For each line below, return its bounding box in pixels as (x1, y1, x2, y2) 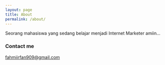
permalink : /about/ (5, 16, 46, 21)
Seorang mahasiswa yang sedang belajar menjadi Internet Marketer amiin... (5, 30, 161, 36)
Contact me (5, 43, 34, 50)
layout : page (5, 7, 32, 12)
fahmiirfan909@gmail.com (5, 54, 60, 60)
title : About (5, 12, 32, 17)
